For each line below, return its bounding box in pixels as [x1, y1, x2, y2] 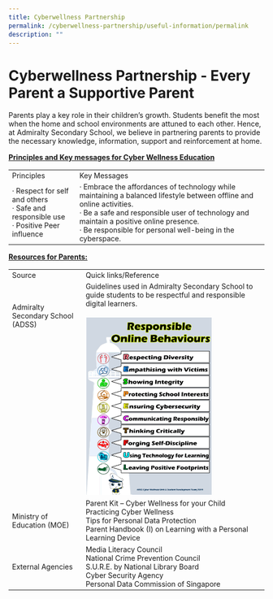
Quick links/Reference [84, 270, 160, 280]
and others [11, 195, 49, 205]
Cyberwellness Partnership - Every [8, 66, 251, 85]
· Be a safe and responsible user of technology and [79, 207, 249, 217]
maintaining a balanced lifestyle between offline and [79, 190, 253, 200]
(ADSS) [11, 319, 37, 329]
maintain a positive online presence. [79, 216, 200, 226]
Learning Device [84, 533, 141, 543]
